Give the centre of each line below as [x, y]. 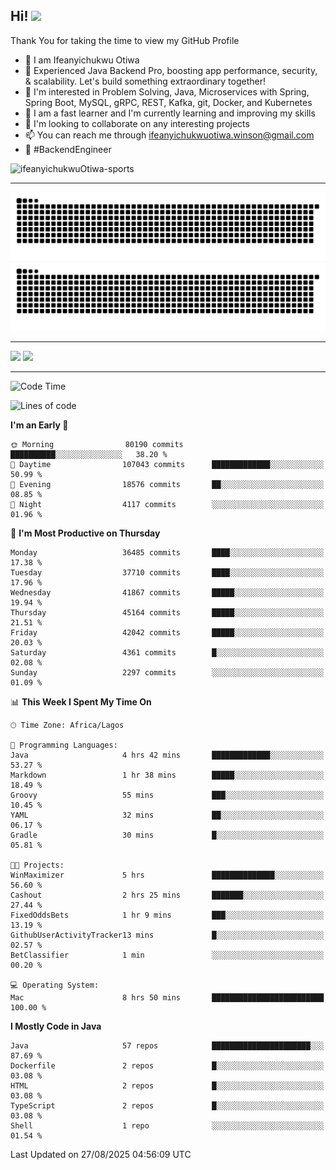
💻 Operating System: [55, 985]
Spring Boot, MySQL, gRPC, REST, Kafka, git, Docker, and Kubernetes [168, 102]
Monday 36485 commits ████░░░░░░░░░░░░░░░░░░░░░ [167, 553]
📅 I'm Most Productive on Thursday [85, 533]
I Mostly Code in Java [56, 1026]
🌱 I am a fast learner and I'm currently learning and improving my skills [170, 113]
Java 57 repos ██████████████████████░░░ [167, 1046]
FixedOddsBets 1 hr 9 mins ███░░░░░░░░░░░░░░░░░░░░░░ [167, 915]
